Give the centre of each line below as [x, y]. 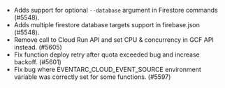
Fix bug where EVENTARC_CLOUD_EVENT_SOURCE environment [107, 69]
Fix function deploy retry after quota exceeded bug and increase [107, 54]
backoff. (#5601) [37, 62]
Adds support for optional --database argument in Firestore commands [116, 10]
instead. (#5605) [38, 47]
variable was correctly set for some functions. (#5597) [92, 77]
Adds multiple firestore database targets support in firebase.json [107, 25]
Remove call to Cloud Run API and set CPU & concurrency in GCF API [114, 40]
